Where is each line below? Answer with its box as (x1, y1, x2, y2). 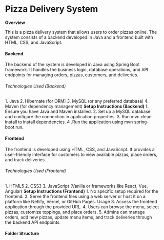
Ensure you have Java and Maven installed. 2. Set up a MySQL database (5, 109, 151, 114)
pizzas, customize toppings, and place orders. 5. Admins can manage (5, 209, 145, 215)
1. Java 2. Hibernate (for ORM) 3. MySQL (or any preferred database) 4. (5, 98, 149, 104)
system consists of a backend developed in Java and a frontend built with (5, 34, 154, 40)
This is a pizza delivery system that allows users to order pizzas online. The (5, 29, 157, 35)
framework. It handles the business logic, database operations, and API (5, 67, 149, 73)
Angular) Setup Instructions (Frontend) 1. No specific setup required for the (5, 188, 159, 194)
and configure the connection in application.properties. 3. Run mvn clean (5, 114, 152, 120)
